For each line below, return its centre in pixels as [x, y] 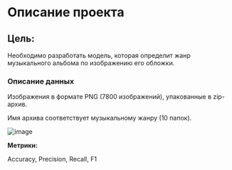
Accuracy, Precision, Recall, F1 [52, 159]
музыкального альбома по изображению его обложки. [91, 63]
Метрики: [22, 145]
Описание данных [41, 81]
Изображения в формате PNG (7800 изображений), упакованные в [110, 97]
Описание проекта [66, 12]
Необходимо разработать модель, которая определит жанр [99, 55]
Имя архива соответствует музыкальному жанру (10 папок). [100, 118]
